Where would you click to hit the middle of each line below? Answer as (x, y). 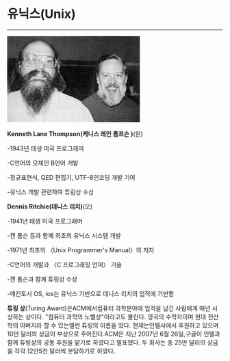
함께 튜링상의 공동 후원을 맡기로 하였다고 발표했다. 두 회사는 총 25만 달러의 (106, 342)
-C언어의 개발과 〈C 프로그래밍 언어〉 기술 (64, 265)
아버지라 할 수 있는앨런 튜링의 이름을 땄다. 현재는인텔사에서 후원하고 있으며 (119, 325)
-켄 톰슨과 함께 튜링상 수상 (42, 279)
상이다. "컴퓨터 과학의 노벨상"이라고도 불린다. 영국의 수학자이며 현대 (116, 317)
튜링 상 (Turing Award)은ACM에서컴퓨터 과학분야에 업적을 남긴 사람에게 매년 (109, 308)
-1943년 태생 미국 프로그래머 (46, 148)
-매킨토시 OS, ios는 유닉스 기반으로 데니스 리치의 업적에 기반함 (91, 293)
